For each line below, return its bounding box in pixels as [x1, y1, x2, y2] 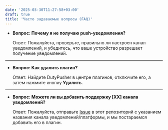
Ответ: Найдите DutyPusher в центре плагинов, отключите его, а [12, 74, 151, 80]
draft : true [5, 12, 30, 17]
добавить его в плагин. [12, 120, 62, 126]
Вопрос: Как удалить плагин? [12, 65, 78, 71]
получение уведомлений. [12, 50, 67, 56]
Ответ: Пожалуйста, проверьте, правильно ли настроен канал [12, 40, 146, 46]
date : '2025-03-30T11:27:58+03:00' [5, 7, 79, 12]
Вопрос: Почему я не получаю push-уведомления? [12, 30, 126, 36]
